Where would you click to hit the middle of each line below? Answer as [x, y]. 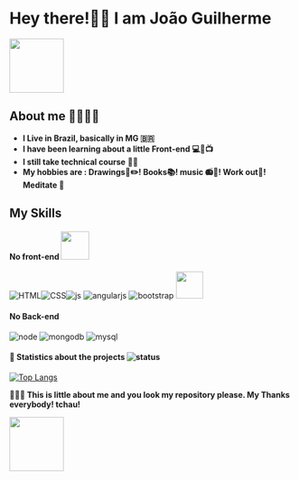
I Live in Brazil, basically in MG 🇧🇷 [89, 138]
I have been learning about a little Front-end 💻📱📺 [118, 149]
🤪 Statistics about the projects [67, 357]
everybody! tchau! [45, 404]
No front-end [35, 256]
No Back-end [34, 316]
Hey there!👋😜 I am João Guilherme [140, 18]
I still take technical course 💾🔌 [80, 162]
